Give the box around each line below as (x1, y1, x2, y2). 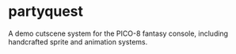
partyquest (8, 2, 84, 21)
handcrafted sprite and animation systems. (8, 37, 148, 46)
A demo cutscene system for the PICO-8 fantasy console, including (8, 29, 228, 38)
